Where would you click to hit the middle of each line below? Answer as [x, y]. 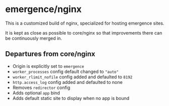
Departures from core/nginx [50, 54]
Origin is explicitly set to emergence [48, 66]
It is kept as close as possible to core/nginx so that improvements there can [84, 33]
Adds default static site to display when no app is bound [71, 98]
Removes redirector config [41, 87]
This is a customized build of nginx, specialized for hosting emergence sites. [85, 23]
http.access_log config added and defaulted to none [67, 82]
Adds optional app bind [36, 93]
